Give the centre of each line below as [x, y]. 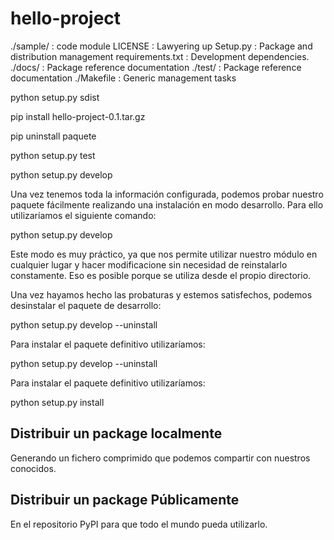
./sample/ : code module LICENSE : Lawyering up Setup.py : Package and [161, 46]
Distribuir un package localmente [116, 433]
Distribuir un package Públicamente [125, 500]
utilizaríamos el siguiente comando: [83, 215]
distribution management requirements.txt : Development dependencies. [160, 56]
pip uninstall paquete [53, 136]
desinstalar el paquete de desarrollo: [86, 305]
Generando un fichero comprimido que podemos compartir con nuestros [160, 458]
